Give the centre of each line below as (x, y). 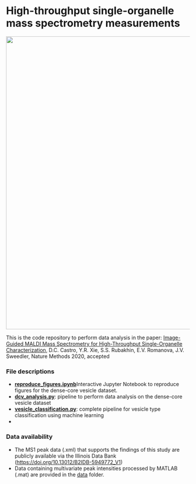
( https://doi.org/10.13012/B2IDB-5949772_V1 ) (69, 462)
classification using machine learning (59, 415)
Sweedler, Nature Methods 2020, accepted (58, 356)
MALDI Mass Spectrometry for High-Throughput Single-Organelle (104, 343)
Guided (15, 343)
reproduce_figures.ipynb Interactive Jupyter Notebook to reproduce (97, 384)
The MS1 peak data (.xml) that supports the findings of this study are (97, 449)
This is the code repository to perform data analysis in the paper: (84, 338)
